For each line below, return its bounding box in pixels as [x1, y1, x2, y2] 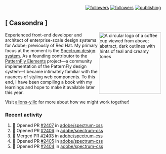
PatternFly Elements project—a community [5, 58, 92, 64]
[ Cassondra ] [5, 19, 48, 27]
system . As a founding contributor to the [5, 53, 87, 59]
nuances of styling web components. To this [5, 74, 95, 80]
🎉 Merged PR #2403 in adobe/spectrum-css [12, 133, 103, 139]
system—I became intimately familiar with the [5, 68, 98, 74]
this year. [5, 89, 24, 95]
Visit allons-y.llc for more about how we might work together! [5, 99, 130, 105]
